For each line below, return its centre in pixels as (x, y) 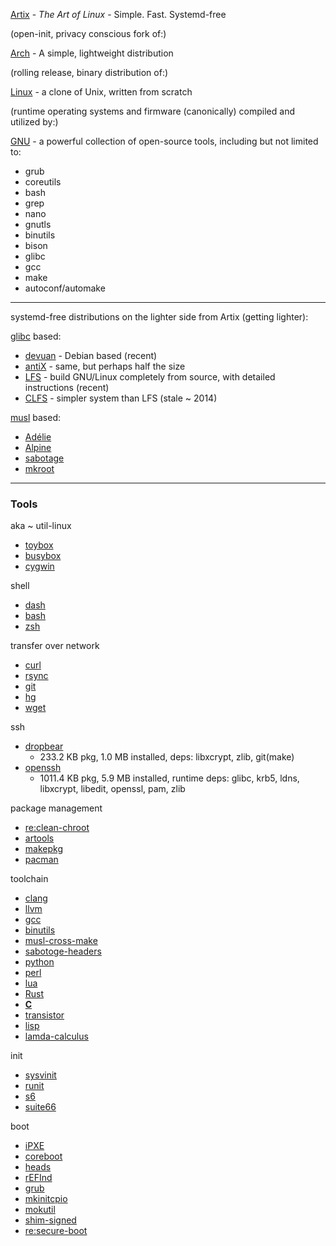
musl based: (35, 417)
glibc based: (36, 336)
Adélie (38, 437)
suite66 (40, 1107)
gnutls (38, 224)
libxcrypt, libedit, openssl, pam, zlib (112, 789)
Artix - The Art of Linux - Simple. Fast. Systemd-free (118, 14)
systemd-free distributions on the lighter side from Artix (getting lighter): (159, 317)
